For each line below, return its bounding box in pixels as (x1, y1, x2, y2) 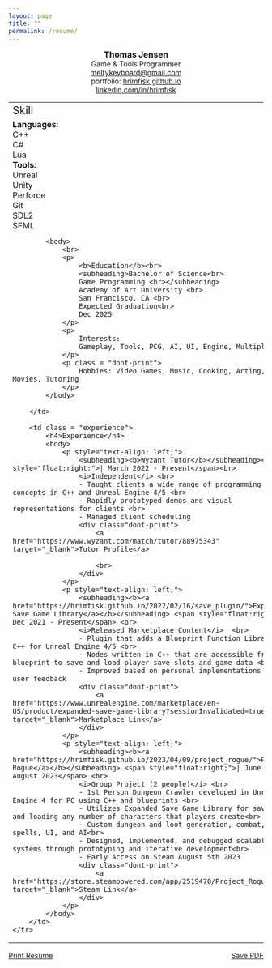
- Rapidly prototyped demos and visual (78, 496, 232, 505)
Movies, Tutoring (12, 374, 79, 384)
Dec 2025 (78, 309, 113, 319)
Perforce (12, 190, 46, 201)
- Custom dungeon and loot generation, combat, (78, 820, 266, 829)
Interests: (78, 334, 121, 343)
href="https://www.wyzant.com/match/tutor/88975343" (12, 536, 220, 546)
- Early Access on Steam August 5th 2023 (78, 852, 241, 862)
